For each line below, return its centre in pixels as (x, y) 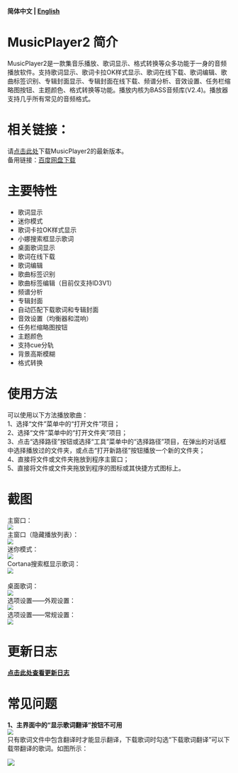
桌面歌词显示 (36, 247)
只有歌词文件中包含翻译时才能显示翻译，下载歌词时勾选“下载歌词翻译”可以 (116, 739)
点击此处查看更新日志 (38, 673)
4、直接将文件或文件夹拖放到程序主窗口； (68, 459)
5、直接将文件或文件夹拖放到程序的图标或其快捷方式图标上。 (96, 468)
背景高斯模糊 (36, 354)
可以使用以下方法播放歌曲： (48, 414)
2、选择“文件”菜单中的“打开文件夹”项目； (68, 432)
